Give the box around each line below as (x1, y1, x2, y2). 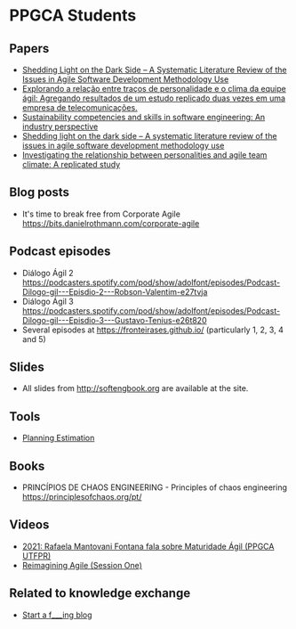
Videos (9, 518, 50, 533)
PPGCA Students (9, 5, 137, 26)
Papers (9, 41, 50, 56)
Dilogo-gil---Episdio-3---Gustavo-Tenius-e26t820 (21, 314, 207, 325)
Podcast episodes (9, 244, 111, 259)
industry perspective (21, 121, 99, 132)
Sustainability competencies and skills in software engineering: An (21, 112, 266, 122)
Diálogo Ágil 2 (21, 267, 74, 278)
